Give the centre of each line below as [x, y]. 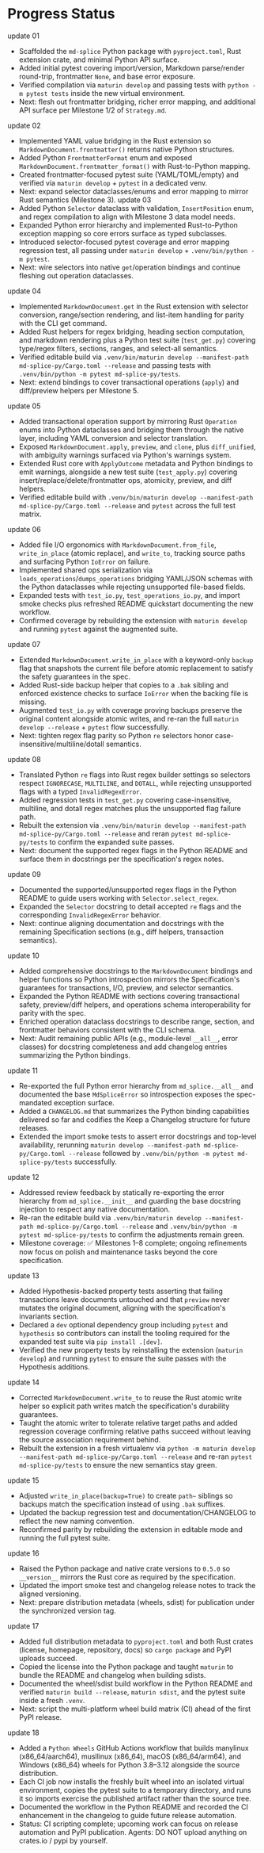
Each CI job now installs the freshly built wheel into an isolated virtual [131, 1782]
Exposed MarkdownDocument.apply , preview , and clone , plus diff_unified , [137, 446]
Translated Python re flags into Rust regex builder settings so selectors [134, 775]
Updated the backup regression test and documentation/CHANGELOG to [137, 1512]
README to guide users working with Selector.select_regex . [119, 898]
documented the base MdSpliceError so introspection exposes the [126, 1094]
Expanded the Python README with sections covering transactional [129, 996]
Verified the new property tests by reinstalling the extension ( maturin [131, 1350]
